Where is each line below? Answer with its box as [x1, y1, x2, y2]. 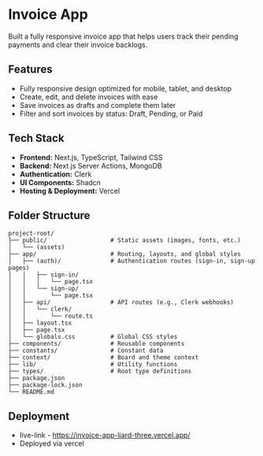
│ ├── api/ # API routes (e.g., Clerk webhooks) [8, 298, 235, 306]
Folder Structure [8, 209, 91, 222]
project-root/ [8, 230, 55, 238]
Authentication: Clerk [19, 169, 92, 179]
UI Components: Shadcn [19, 177, 101, 187]
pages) [8, 264, 30, 272]
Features [8, 63, 53, 76]
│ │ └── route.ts [8, 313, 93, 321]
